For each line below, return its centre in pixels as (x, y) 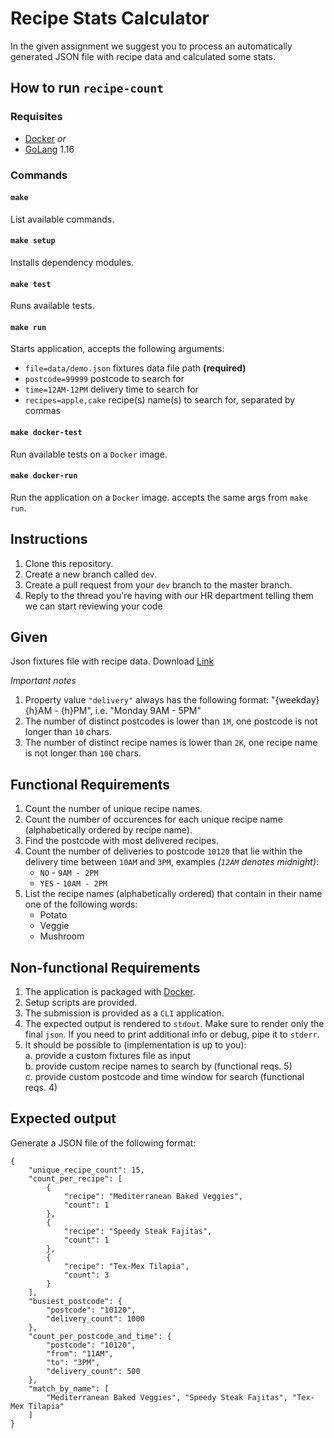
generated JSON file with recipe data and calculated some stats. (143, 56)
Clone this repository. (69, 563)
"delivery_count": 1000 (95, 1318)
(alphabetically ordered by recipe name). (108, 830)
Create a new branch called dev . (91, 574)
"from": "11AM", (80, 1353)
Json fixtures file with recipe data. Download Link (112, 661)
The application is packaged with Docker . (110, 992)
